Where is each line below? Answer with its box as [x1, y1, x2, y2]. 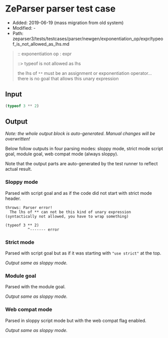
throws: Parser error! [5, 205, 53, 210]
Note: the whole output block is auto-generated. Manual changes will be [5, 131, 155, 137]
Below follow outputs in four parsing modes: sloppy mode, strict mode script [5, 146, 163, 152]
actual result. [5, 166, 32, 172]
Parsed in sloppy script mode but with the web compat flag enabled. [5, 317, 146, 323]
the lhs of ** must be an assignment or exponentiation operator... [17, 70, 152, 76]
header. [5, 195, 21, 201]
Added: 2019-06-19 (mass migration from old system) [12, 20, 124, 26]
